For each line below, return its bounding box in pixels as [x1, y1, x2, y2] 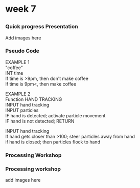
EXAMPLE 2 [5, 91, 31, 97]
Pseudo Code [5, 47, 40, 54]
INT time [5, 70, 24, 76]
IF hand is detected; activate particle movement [5, 112, 106, 118]
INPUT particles [5, 107, 39, 113]
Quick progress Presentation [5, 23, 78, 30]
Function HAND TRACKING [5, 96, 62, 102]
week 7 [5, 3, 36, 15]
